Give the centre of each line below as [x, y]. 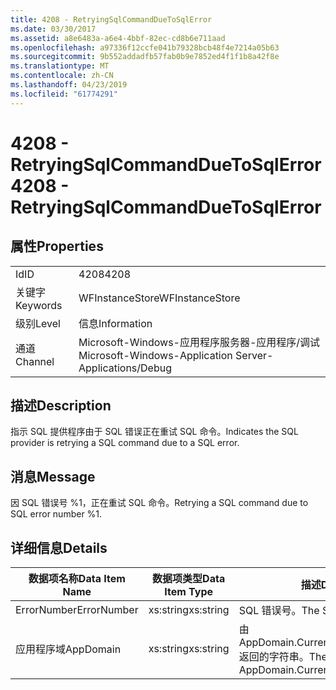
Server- [254, 355]
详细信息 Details [59, 547]
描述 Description [61, 406]
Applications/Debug [125, 368]
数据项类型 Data [189, 579]
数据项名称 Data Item [77, 579]
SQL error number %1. [56, 514]
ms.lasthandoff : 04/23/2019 [69, 85]
